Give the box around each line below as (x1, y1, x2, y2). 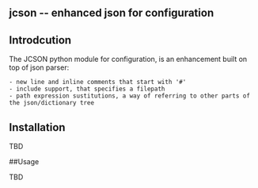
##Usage (9, 157, 40, 167)
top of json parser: (9, 63, 70, 72)
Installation (9, 121, 66, 134)
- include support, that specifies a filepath (9, 85, 165, 94)
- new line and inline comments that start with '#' (9, 79, 187, 86)
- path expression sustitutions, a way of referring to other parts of (9, 92, 250, 100)
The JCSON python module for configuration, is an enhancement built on (9, 55, 248, 64)
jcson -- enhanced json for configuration (9, 6, 214, 20)
